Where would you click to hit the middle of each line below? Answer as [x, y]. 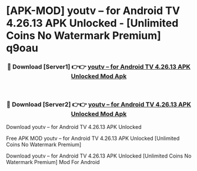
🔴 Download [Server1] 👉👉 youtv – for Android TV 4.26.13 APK [99, 67]
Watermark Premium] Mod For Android [53, 162]
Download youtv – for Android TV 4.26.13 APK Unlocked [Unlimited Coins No [99, 156]
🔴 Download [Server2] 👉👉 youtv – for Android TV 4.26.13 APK [99, 105]
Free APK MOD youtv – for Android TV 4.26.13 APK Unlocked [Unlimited [93, 138]
